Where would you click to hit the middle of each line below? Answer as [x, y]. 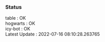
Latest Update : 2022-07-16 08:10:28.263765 [52, 34]
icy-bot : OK [18, 29]
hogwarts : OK [20, 23]
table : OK [16, 18]
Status [13, 7]
